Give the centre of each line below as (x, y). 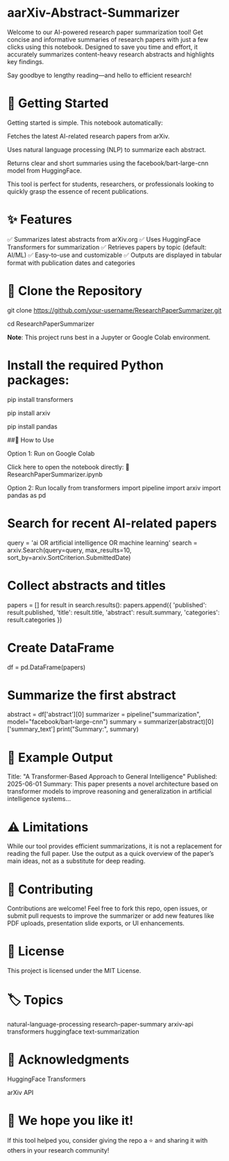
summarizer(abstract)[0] (178, 722)
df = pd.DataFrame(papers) (46, 667)
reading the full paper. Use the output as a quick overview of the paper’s (111, 854)
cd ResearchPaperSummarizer (51, 324)
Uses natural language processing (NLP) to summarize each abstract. (107, 149)
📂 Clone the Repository (75, 291)
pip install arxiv (29, 413)
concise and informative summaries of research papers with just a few (108, 39)
